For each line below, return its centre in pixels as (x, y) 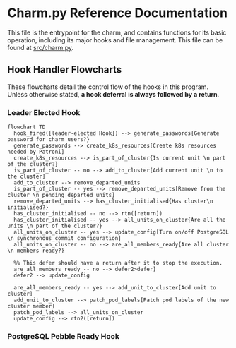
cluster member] (31, 306)
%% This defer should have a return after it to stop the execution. (118, 263)
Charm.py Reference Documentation (118, 13)
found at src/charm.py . (41, 47)
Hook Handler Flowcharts (65, 70)
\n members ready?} (36, 251)
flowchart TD (26, 127)
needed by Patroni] (36, 152)
